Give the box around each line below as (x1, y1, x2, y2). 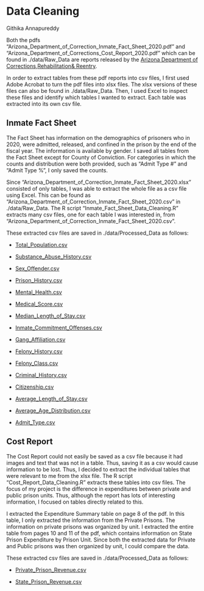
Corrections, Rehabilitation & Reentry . (6, 62, 97, 70)
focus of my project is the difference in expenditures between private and (6, 485, 191, 493)
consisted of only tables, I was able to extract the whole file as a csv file (6, 185, 187, 192)
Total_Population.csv (15, 241, 68, 248)
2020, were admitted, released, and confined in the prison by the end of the (6, 141, 197, 148)
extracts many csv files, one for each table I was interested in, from (6, 211, 175, 218)
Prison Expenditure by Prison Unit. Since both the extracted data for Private (6, 536, 196, 543)
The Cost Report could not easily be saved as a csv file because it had (6, 452, 183, 460)
